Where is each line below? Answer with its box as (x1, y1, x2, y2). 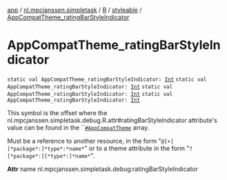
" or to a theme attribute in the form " (83, 144, 190, 152)
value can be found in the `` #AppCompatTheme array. (7, 123, 150, 132)
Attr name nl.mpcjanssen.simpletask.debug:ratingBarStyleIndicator (7, 165, 199, 173)
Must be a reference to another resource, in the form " (7, 137, 161, 145)
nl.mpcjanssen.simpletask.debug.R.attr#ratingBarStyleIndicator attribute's (7, 116, 217, 124)
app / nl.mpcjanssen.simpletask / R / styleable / (7, 6, 142, 14)
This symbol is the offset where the (7, 108, 108, 117)
